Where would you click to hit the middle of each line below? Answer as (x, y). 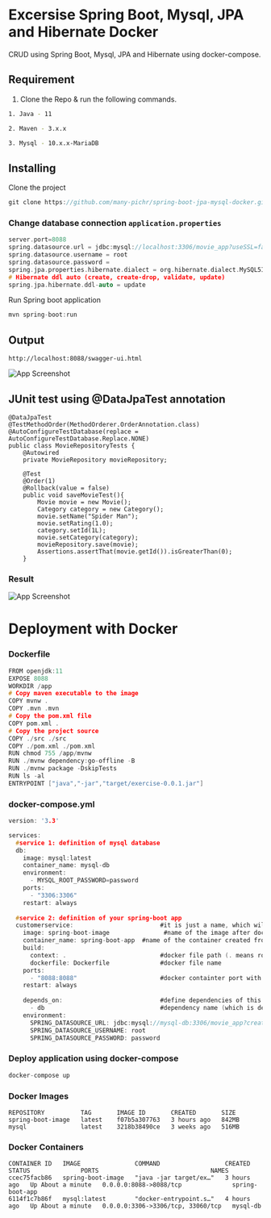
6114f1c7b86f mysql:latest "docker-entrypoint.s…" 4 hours (129, 1199)
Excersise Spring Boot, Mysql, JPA (126, 15)
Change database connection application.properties (115, 223)
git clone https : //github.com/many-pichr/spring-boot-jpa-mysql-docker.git (138, 202)
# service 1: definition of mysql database (88, 843)
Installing (32, 168)
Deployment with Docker (93, 629)
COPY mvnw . (28, 701)
